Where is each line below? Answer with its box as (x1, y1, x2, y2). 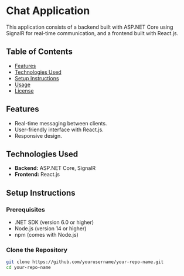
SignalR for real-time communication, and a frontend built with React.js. (6, 29, 179, 36)
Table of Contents (6, 47, 73, 57)
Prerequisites (6, 205, 45, 213)
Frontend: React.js (14, 171, 60, 178)
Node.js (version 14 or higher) (14, 225, 87, 232)
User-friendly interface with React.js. (14, 126, 104, 133)
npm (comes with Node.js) (14, 231, 79, 238)
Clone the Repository (6, 246, 68, 254)
